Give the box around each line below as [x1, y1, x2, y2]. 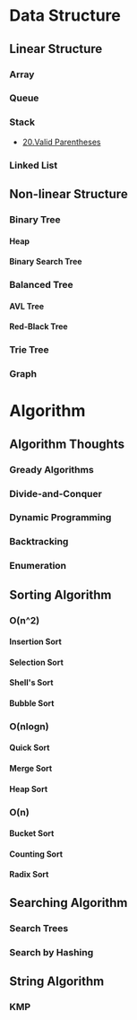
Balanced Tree [9, 279, 73, 292]
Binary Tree [9, 213, 61, 225]
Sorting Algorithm [9, 587, 112, 602]
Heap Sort [9, 783, 48, 794]
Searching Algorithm [9, 894, 128, 911]
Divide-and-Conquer [9, 487, 103, 500]
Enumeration [9, 560, 67, 572]
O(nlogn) [9, 719, 49, 732]
